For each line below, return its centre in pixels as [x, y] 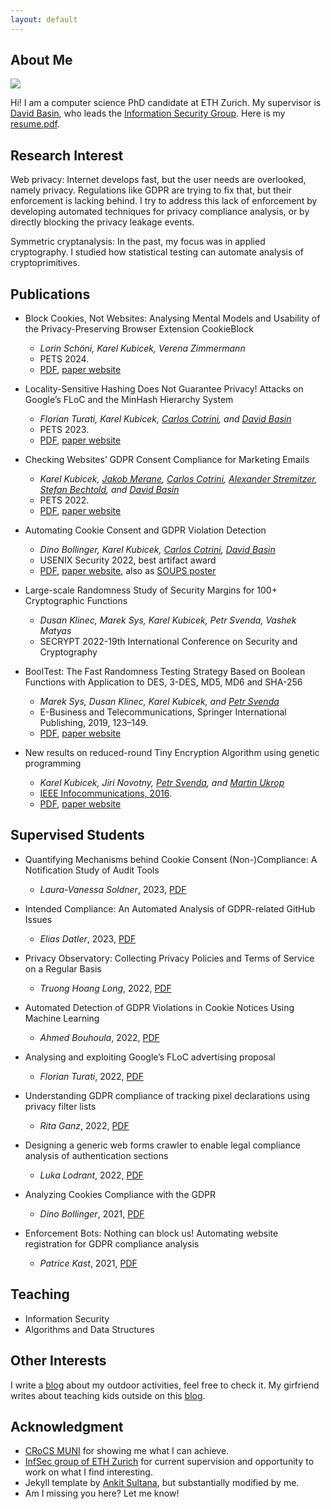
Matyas [55, 631]
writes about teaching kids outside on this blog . [108, 1395]
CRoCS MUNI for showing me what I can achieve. [127, 1451]
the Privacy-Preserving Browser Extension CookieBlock [139, 329]
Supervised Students [77, 835]
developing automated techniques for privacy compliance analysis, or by [160, 212]
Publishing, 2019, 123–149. [94, 723]
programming [53, 763]
